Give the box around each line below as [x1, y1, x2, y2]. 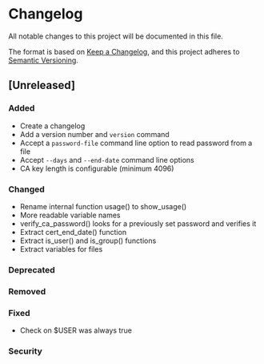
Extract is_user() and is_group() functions [19, 236, 157, 245]
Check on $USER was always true [19, 326, 132, 335]
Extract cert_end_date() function [19, 227, 126, 237]
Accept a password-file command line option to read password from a [19, 138, 253, 148]
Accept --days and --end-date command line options [19, 155, 194, 164]
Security [8, 346, 42, 357]
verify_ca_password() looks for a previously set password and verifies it [19, 218, 257, 229]
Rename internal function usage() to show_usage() [19, 201, 187, 211]
